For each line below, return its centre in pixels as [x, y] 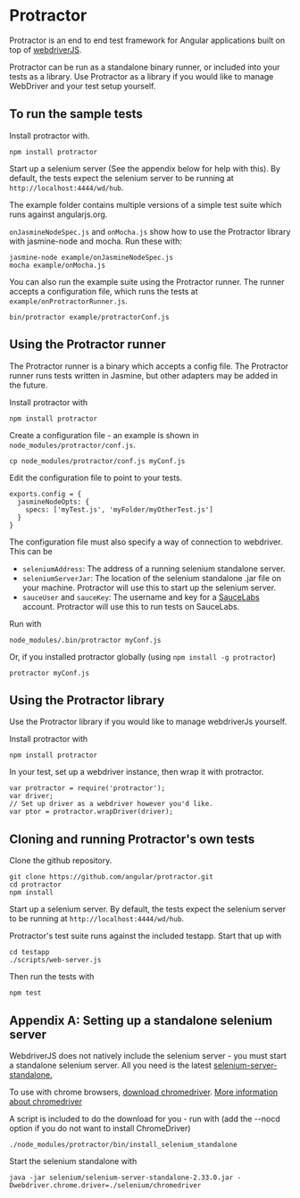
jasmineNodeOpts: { [54, 502]
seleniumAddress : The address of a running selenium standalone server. [154, 569]
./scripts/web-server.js [55, 961]
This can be [31, 551]
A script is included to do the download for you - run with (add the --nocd [145, 1119]
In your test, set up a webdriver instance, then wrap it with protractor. [137, 772]
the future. [29, 385]
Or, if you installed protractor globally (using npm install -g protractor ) [143, 656]
